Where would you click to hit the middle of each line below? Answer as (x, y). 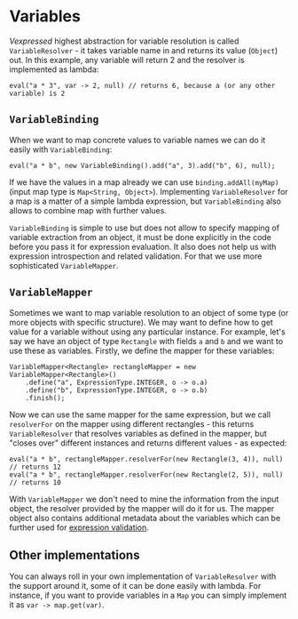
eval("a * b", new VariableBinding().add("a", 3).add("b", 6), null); (142, 165)
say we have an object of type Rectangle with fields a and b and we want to (146, 341)
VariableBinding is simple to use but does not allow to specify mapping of (145, 228)
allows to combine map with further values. (88, 210)
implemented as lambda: (54, 69)
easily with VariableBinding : (61, 149)
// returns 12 (35, 467)
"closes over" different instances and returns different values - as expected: (148, 443)
